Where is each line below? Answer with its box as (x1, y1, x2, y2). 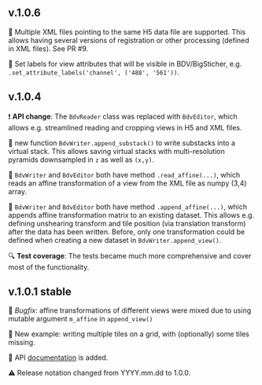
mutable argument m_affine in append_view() (8, 314, 153, 324)
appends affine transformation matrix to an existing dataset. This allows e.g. (8, 210, 254, 219)
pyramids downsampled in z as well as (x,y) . (8, 155, 155, 164)
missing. (8, 338, 35, 347)
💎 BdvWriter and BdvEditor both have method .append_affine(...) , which (8, 202, 248, 211)
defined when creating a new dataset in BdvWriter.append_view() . (8, 235, 222, 244)
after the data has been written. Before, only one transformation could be (8, 227, 245, 236)
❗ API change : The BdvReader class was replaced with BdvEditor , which (8, 112, 238, 121)
